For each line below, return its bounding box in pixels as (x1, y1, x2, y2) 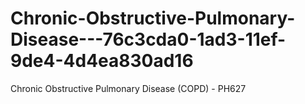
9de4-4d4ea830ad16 (10, 50, 194, 72)
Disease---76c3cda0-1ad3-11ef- (10, 28, 287, 51)
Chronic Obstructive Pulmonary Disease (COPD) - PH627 (10, 82, 247, 94)
